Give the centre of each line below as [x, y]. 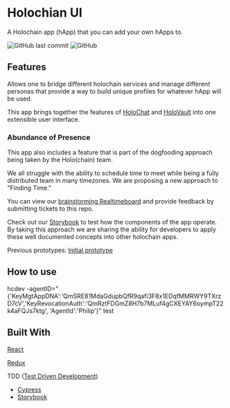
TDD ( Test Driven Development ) [53, 376]
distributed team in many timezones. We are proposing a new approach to [113, 181]
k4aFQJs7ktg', [28, 310]
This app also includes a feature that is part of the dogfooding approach [110, 152]
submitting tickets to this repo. [51, 209]
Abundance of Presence [49, 137]
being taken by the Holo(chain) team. [60, 160]
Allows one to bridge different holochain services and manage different [109, 84]
